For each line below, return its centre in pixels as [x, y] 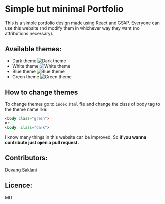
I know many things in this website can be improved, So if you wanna [76, 137]
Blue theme [24, 71]
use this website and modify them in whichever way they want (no [72, 28]
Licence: [19, 185]
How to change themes [41, 92]
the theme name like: [26, 109]
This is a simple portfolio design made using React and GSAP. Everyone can [82, 23]
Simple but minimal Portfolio [64, 9]
